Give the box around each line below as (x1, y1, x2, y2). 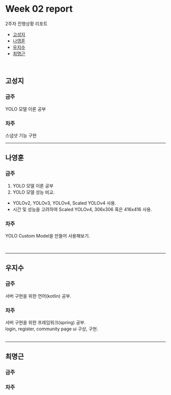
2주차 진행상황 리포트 (5, 20, 48, 27)
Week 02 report (5, 3, 73, 15)
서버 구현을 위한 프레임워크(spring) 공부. (5, 319, 85, 325)
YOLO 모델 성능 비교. (12, 189, 55, 195)
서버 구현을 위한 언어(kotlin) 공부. (5, 293, 72, 299)
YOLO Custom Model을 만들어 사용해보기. (5, 232, 90, 239)
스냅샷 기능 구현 (5, 132, 37, 138)
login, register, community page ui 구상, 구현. (5, 326, 98, 332)
